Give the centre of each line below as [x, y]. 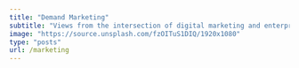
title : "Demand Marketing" [59, 17]
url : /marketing [39, 50]
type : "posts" [36, 42]
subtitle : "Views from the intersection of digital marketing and [135, 26]
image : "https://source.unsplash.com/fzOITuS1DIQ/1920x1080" [125, 34]
